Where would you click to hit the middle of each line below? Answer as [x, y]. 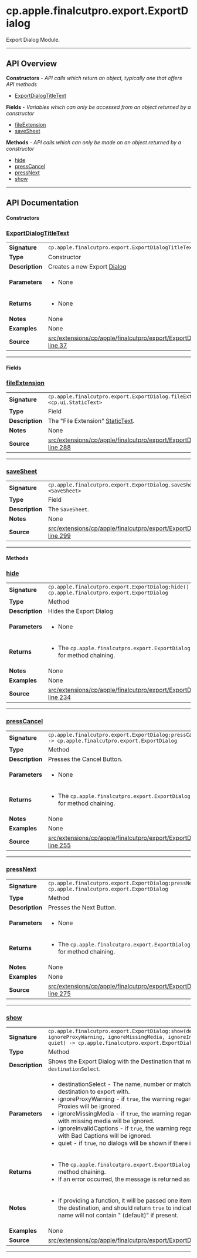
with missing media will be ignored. [106, 1121]
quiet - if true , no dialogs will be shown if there [123, 1143]
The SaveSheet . [68, 509]
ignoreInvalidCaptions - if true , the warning [118, 1128]
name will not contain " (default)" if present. [118, 1215]
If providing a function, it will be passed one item [125, 1201]
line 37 [57, 346]
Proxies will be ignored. [90, 1106]
